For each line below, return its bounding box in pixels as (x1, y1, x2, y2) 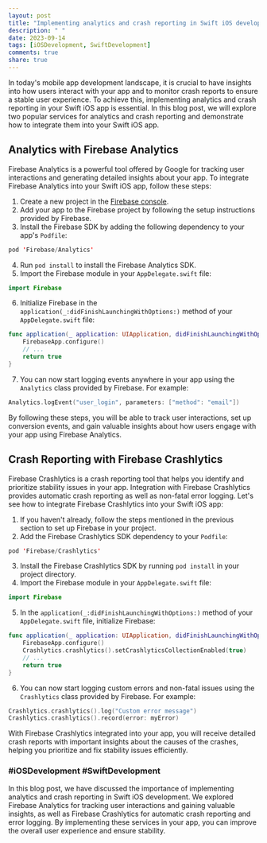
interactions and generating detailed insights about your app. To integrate (8, 173, 249, 182)
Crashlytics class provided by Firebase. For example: (19, 691, 196, 701)
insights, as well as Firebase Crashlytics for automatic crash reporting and (8, 809, 251, 818)
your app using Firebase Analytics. (8, 429, 122, 439)
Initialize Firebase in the (19, 298, 98, 308)
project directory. (19, 569, 77, 579)
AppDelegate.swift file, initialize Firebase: (19, 616, 156, 626)
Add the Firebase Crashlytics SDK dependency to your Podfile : (19, 531, 228, 541)
